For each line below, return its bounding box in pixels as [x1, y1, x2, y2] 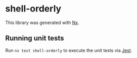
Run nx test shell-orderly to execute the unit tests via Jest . [5, 47, 132, 53]
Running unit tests [5, 34, 64, 42]
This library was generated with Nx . [5, 19, 79, 25]
